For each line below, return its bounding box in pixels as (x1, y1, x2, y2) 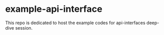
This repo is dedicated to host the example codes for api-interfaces (5, 20, 145, 26)
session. (15, 25, 33, 31)
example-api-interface (5, 3, 102, 15)
